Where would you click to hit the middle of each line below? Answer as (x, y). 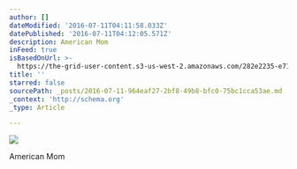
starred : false (37, 83)
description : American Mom (59, 42)
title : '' (27, 75)
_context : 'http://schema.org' (67, 99)
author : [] (29, 17)
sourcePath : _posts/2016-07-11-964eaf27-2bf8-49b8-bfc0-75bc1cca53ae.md (146, 91)
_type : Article (37, 107)
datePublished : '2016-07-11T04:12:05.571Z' (91, 33)
